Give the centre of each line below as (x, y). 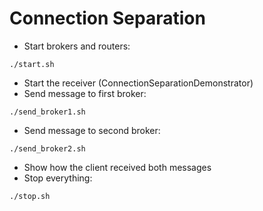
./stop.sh (30, 196)
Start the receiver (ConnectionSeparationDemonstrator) (138, 83)
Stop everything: (58, 178)
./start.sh (32, 64)
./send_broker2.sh (47, 148)
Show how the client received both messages (117, 167)
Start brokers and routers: (77, 46)
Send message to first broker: (85, 93)
